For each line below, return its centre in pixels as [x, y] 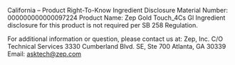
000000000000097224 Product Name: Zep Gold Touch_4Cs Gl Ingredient [116, 18]
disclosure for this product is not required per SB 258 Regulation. [103, 25]
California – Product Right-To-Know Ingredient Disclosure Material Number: [118, 10]
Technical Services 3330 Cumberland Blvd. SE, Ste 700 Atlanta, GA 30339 [117, 46]
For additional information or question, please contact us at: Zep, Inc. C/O [115, 39]
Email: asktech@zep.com [45, 54]
